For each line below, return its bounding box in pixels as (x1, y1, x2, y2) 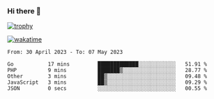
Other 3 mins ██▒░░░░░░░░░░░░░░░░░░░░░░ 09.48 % (7, 73, 208, 80)
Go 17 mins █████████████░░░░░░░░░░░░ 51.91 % (7, 61, 208, 68)
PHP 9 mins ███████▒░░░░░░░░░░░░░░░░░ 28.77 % (7, 67, 208, 74)
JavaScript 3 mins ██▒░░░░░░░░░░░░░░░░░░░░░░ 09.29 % (7, 79, 208, 86)
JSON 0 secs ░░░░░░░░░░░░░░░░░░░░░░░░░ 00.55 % (7, 85, 208, 92)
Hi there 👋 (7, 6, 42, 16)
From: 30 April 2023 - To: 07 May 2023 (7, 48, 123, 56)
